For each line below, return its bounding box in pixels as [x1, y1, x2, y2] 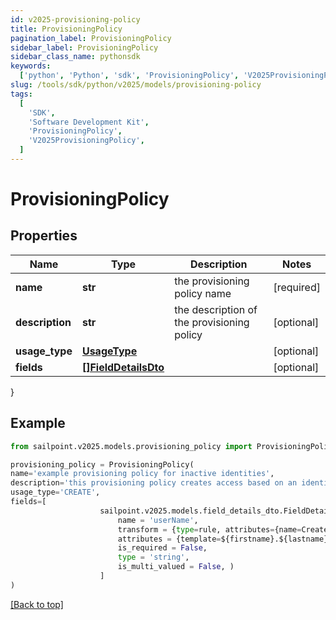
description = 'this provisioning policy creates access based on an [10, 478, 298, 488]
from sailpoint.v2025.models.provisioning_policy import [10, 441, 253, 451]
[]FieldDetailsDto [81, 360, 165, 374]
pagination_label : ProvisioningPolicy [10, 33, 172, 43]
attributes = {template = [117, 534, 222, 544]
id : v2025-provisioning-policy [10, 14, 141, 25]
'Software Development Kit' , [28, 117, 150, 127]
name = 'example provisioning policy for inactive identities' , [10, 469, 275, 479]
